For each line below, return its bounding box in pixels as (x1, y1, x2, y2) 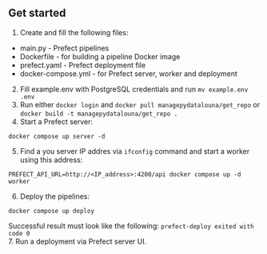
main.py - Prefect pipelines (19, 43, 110, 53)
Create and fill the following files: (19, 27, 129, 37)
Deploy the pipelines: (19, 192, 90, 201)
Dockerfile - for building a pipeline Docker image (19, 51, 181, 61)
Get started (8, 6, 66, 20)
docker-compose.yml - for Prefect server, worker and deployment (19, 68, 238, 79)
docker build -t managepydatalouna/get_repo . (19, 110, 178, 118)
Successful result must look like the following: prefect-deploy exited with (8, 220, 254, 231)
